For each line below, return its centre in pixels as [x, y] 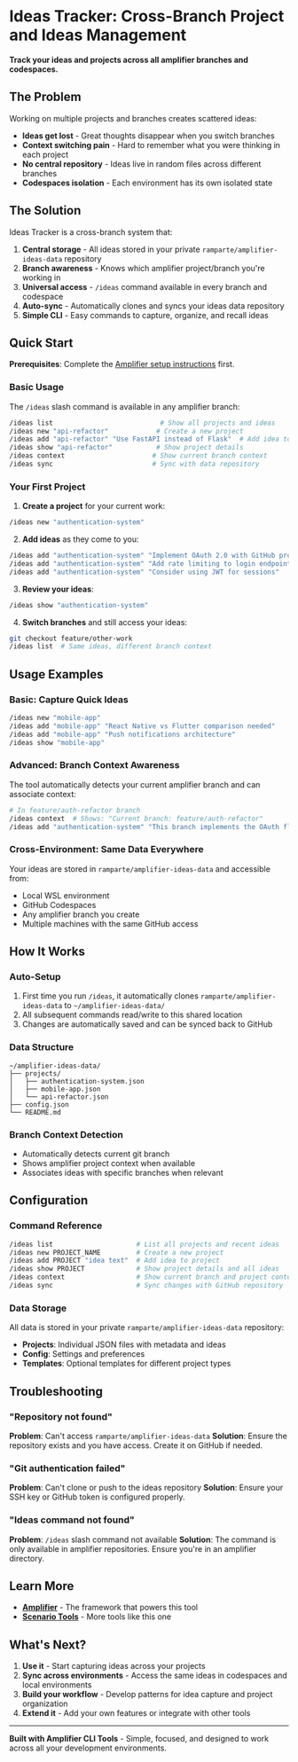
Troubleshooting [56, 1391]
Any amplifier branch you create [81, 914]
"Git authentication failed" [67, 1468]
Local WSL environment [66, 895]
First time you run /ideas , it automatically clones [110, 996]
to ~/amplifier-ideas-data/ [115, 1006]
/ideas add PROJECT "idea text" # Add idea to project [114, 1261]
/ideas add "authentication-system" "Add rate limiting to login [132, 564]
